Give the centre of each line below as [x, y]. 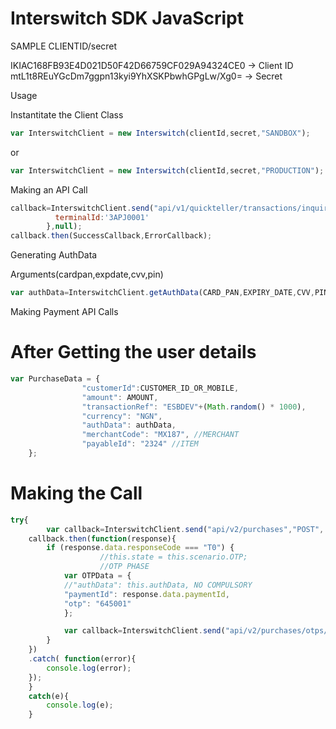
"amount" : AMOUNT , [120, 397]
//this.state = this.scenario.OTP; [173, 557]
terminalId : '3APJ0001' [102, 217]
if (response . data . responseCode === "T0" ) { [140, 548]
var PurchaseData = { [55, 379]
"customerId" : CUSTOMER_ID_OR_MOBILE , [160, 388]
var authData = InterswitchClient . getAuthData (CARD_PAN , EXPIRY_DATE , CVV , [162, 293]
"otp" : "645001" [97, 603]
